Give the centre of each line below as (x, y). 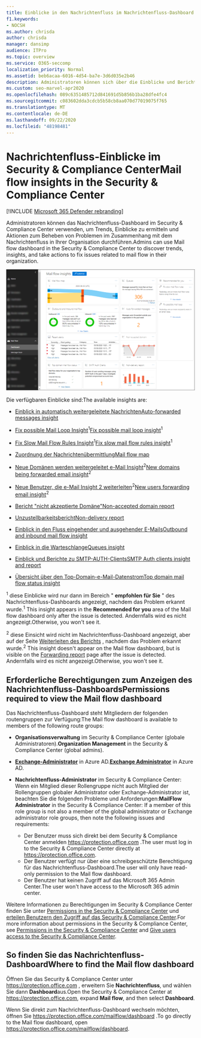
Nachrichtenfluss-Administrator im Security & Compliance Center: (98, 780)
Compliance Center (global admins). (59, 750)
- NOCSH (16, 25)
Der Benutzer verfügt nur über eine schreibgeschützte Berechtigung (108, 861)
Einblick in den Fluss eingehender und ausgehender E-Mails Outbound (101, 529)
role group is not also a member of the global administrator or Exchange (103, 812)
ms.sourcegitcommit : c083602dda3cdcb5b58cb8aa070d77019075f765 (87, 101)
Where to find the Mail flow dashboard (121, 965)
